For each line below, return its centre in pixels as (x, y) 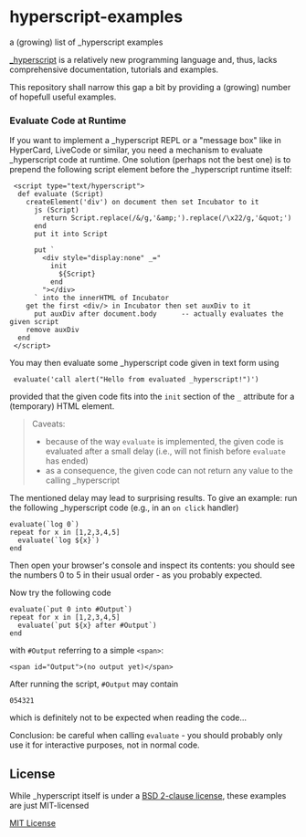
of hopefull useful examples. (63, 97)
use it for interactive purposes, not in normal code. (105, 745)
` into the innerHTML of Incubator (101, 298)
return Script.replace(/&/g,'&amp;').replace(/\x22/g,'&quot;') (167, 218)
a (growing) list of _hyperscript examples (86, 42)
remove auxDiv (53, 330)
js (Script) (56, 210)
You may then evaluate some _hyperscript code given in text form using (144, 363)
